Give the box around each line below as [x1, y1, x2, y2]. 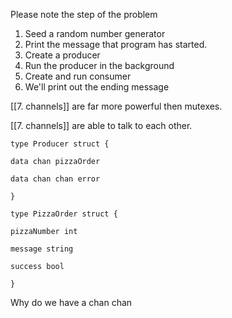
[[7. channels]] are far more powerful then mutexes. [10, 100, 223, 112]
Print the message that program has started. [24, 39, 208, 50]
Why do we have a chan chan [10, 297, 133, 308]
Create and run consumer [24, 70, 132, 82]
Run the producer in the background [24, 60, 175, 71]
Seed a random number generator [24, 28, 166, 39]
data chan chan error [10, 174, 101, 184]
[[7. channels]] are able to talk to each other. [10, 120, 193, 131]
